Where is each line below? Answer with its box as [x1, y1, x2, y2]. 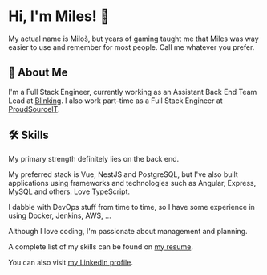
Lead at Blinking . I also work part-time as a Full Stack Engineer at [8, 96, 223, 105]
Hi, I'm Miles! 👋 [8, 7, 110, 26]
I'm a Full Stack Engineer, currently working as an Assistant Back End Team [8, 87, 257, 96]
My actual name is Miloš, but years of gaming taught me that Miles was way [8, 34, 259, 43]
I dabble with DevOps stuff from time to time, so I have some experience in [8, 202, 255, 211]
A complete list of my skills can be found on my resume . [8, 241, 194, 252]
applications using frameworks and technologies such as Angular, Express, [8, 178, 257, 187]
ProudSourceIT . [8, 104, 60, 113]
